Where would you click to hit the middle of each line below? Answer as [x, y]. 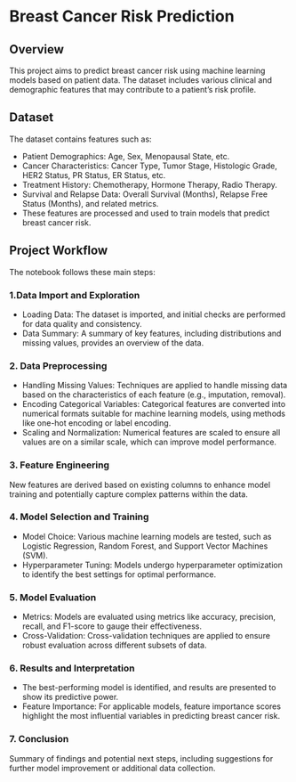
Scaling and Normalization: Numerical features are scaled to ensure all [151, 433]
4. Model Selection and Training [79, 517]
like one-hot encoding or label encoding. [96, 423]
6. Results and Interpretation [72, 668]
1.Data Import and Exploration [75, 295]
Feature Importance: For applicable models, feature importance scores [152, 706]
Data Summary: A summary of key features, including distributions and [152, 333]
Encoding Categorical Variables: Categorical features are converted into [154, 404]
